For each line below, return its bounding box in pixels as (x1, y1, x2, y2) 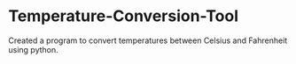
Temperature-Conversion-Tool (8, 6, 238, 26)
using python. (8, 44, 58, 54)
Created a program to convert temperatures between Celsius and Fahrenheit (8, 35, 288, 46)
